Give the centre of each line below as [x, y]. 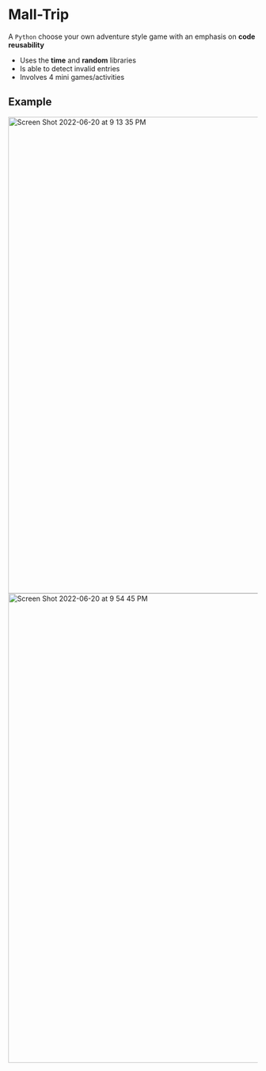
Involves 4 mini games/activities [72, 77]
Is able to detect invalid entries [70, 68]
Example [30, 102]
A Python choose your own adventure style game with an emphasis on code [132, 36]
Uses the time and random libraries [78, 60]
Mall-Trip [39, 15]
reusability [27, 44]
